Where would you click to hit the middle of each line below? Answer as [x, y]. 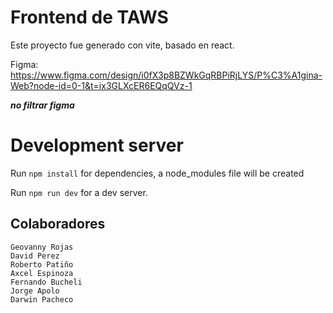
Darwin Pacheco [42, 299]
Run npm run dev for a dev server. [79, 192]
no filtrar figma [42, 105]
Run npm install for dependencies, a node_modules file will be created [157, 173]
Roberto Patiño [42, 264]
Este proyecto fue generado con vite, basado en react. [122, 45]
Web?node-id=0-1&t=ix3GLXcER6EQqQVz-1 [101, 85]
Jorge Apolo [35, 291]
